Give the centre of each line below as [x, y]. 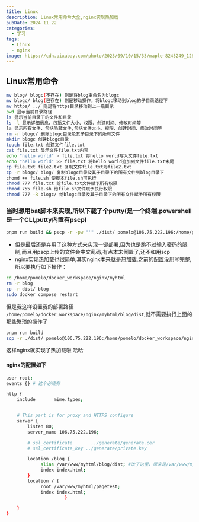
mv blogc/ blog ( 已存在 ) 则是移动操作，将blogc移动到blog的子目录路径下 [87, 101]
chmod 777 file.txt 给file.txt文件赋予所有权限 [62, 184]
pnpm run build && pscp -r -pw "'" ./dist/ [61, 233]
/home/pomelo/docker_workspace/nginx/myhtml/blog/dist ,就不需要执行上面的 [99, 314]
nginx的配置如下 [26, 365]
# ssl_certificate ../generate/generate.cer [91, 443]
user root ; [20, 378]
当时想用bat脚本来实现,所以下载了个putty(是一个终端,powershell [99, 211]
